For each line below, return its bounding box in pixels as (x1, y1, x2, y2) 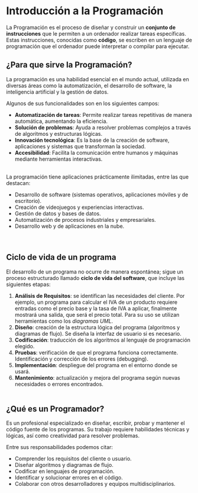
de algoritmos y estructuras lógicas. (14, 130, 103, 137)
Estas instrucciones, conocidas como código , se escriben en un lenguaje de (6, 36, 192, 43)
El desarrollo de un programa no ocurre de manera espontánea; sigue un (6, 268, 184, 275)
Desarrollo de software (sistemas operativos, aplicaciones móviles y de (14, 191, 189, 198)
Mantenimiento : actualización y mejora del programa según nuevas (14, 374, 180, 381)
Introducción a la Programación (6, 4, 164, 18)
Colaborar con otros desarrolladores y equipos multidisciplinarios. (14, 481, 176, 488)
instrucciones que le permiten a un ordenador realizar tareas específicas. (6, 30, 186, 37)
